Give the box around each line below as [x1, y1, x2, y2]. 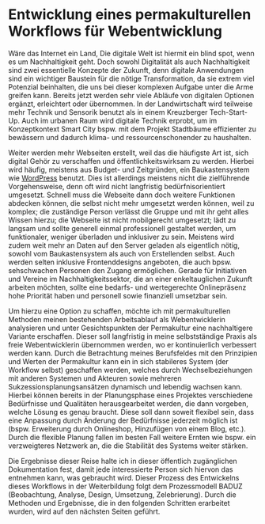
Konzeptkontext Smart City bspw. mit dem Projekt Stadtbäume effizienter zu [8, 124, 257, 134]
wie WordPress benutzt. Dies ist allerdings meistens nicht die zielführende [8, 173, 250, 183]
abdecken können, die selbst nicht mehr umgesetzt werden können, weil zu [8, 198, 255, 207]
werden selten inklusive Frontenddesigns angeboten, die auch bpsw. [8, 257, 232, 267]
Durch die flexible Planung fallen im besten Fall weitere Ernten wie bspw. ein [8, 432, 256, 442]
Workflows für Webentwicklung [8, 22, 223, 40]
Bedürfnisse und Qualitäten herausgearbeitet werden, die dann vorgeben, [8, 398, 249, 408]
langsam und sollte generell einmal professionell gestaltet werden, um [8, 223, 237, 233]
